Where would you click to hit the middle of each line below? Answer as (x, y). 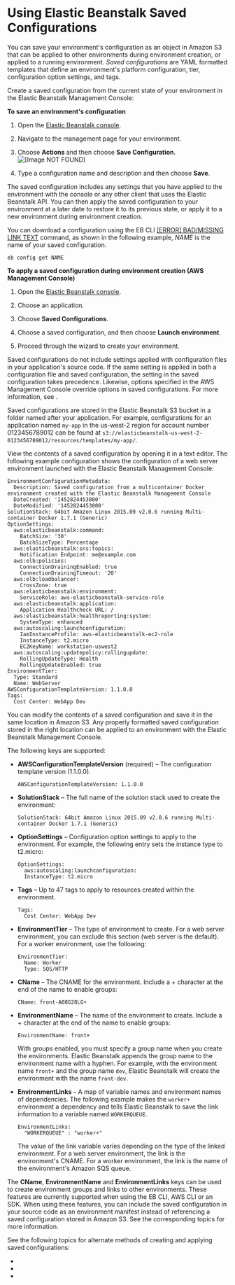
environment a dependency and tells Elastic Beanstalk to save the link (118, 1107)
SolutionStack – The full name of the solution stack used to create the (119, 797)
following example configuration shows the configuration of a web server (113, 461)
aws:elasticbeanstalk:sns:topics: (64, 548)
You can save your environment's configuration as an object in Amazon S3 (115, 47)
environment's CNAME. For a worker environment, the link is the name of (123, 1160)
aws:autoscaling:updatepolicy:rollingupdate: (81, 652)
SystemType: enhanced (51, 622)
